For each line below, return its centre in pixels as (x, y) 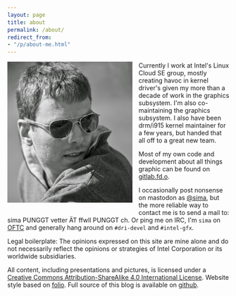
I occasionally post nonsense (181, 190)
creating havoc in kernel (174, 80)
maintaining (155, 111)
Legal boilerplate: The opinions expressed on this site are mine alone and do (118, 241)
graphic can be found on (174, 169)
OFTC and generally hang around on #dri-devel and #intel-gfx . (101, 228)
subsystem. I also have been (180, 118)
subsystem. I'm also (167, 103)
